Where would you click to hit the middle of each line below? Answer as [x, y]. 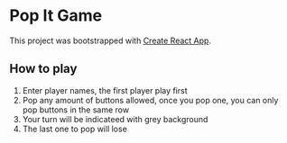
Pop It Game [56, 16]
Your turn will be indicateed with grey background [115, 119]
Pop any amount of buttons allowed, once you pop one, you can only [150, 100]
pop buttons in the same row [75, 110]
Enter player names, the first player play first [105, 90]
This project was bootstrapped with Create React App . [111, 40]
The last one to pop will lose [75, 129]
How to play [43, 69]
